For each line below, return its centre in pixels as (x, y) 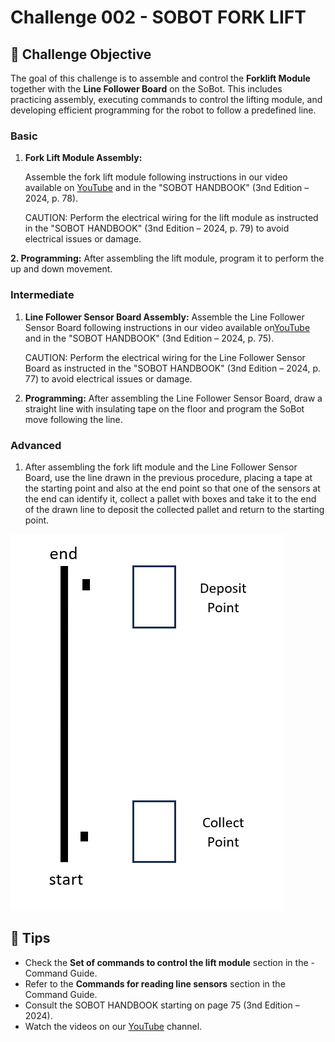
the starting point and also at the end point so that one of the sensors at (172, 488)
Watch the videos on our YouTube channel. (113, 1026)
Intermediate (42, 295)
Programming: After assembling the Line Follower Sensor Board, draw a (173, 398)
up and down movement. (61, 269)
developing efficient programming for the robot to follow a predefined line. (163, 110)
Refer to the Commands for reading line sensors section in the (155, 983)
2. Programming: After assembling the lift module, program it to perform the (167, 258)
